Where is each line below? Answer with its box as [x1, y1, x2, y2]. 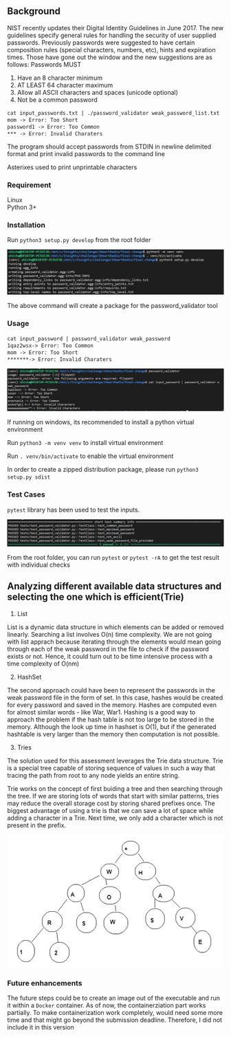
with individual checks [7, 560, 71, 569]
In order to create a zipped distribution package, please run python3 [7, 466, 199, 474]
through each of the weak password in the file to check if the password [7, 644, 210, 653]
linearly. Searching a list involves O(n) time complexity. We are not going [7, 630, 212, 638]
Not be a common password [16, 96, 98, 104]
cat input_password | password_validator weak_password [7, 335, 170, 342]
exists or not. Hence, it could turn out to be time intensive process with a [7, 652, 213, 660]
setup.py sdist [7, 474, 51, 481]
